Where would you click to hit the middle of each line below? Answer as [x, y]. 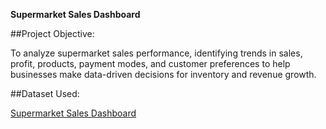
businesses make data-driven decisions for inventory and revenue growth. [163, 74]
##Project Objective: [52, 33]
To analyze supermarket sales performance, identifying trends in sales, [156, 53]
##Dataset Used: [45, 93]
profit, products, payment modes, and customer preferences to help [150, 63]
